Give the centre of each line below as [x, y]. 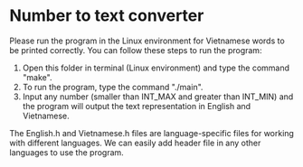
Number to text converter [107, 16]
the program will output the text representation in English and [137, 106]
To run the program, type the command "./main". [113, 87]
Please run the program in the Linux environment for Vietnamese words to [147, 41]
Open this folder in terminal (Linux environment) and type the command [156, 68]
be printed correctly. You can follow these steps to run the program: [136, 50]
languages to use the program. [66, 152]
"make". [37, 77]
